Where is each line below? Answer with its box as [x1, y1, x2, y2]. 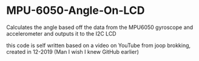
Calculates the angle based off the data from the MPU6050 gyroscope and [6, 24, 194, 31]
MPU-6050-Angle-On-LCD [6, 4, 145, 18]
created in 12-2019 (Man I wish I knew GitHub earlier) [6, 48, 140, 55]
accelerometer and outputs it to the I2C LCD [6, 30, 116, 37]
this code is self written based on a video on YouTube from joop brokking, [6, 42, 191, 49]
